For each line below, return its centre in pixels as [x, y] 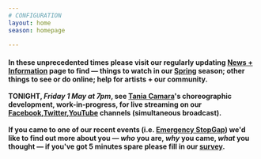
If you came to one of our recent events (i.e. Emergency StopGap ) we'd [127, 129]
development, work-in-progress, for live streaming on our [105, 104]
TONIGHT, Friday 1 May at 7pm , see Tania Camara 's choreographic [120, 96]
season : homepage [37, 30]
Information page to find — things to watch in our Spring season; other [127, 70]
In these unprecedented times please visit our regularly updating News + [130, 62]
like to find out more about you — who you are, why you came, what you [129, 138]
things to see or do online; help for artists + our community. [108, 79]
